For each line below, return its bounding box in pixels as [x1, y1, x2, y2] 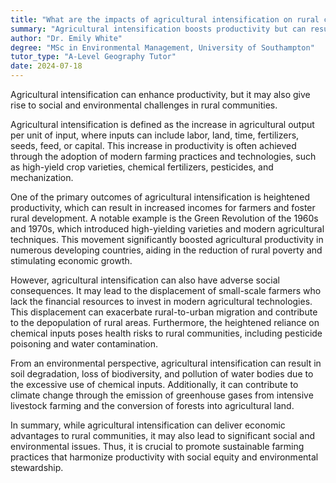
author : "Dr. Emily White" [10, 33, 123, 43]
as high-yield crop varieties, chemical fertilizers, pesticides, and [10, 161, 274, 173]
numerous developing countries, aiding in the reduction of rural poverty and [10, 244, 323, 256]
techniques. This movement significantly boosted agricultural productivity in [10, 234, 324, 245]
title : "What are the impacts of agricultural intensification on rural [10, 14, 320, 25]
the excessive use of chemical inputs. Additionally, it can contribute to [10, 379, 299, 390]
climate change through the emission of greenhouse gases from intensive [10, 389, 314, 401]
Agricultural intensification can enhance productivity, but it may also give [10, 89, 311, 100]
